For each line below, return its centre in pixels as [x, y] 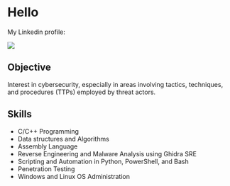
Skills [20, 114]
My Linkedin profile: [36, 32]
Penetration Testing [46, 169]
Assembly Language [48, 146]
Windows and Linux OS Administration [73, 176]
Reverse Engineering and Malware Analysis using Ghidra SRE [107, 153]
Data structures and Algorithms [64, 139]
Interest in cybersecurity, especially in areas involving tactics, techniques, [115, 84]
